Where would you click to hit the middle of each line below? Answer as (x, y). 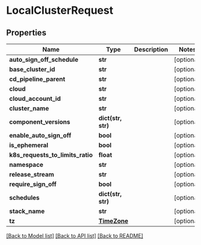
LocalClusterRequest (60, 11)
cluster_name (29, 108)
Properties (26, 33)
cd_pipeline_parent (37, 79)
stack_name (27, 211)
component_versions (40, 122)
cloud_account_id (35, 98)
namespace (26, 165)
